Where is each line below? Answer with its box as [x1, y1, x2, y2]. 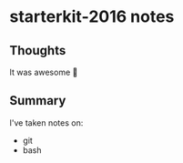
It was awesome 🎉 [9, 66, 78, 77]
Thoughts [9, 43, 66, 58]
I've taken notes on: [9, 117, 84, 128]
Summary [9, 93, 66, 108]
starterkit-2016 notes [9, 6, 175, 27]
